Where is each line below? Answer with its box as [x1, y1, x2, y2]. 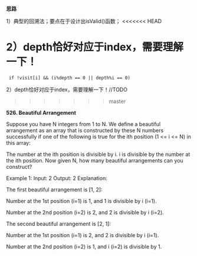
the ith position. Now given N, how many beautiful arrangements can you [6, 157, 184, 164]
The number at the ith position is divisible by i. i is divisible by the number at [6, 151, 191, 158]
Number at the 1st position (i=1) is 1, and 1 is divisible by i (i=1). [6, 197, 157, 204]
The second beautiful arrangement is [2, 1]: [6, 220, 111, 227]
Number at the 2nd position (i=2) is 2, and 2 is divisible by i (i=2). [6, 208, 164, 216]
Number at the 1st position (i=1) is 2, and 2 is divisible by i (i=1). [6, 231, 159, 238]
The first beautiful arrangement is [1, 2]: [6, 186, 103, 193]
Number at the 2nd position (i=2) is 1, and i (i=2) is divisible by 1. [6, 243, 162, 250]
